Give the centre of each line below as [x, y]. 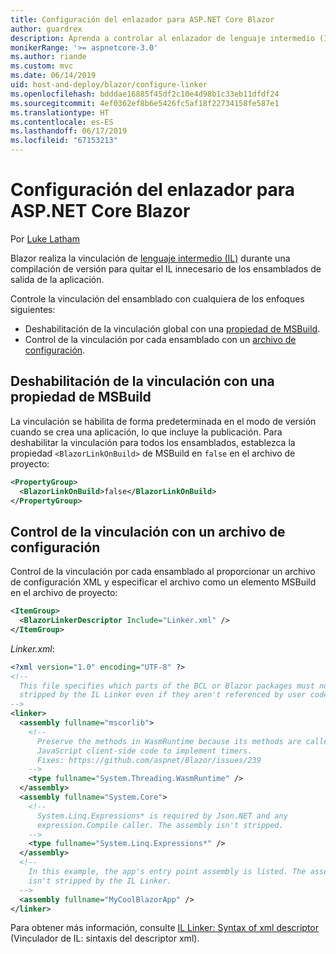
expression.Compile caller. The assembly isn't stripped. [160, 825]
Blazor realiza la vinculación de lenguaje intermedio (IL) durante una [150, 258]
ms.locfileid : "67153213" [64, 141]
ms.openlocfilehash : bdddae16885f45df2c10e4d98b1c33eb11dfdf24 [145, 94]
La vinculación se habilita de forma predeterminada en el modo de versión [163, 421]
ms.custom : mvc [42, 66]
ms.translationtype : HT [60, 112]
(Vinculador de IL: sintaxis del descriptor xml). [105, 938]
